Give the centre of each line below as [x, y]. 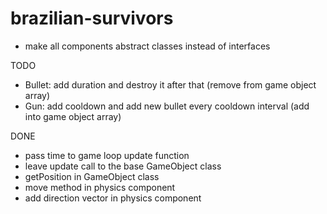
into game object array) [73, 116]
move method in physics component [100, 187]
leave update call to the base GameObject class [123, 166]
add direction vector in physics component [113, 198]
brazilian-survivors [92, 18]
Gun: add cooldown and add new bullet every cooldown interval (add [167, 106]
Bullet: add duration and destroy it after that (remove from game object [170, 84]
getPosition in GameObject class [92, 176]
